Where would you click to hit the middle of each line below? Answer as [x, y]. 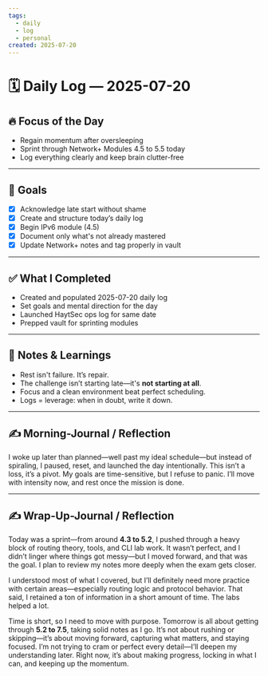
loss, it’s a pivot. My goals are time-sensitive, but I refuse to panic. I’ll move [132, 474]
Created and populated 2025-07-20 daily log [94, 298]
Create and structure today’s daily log [81, 218]
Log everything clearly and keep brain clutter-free [102, 157]
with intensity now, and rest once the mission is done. [97, 482]
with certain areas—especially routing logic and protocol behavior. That [126, 588]
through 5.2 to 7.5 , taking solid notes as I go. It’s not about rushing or [122, 629]
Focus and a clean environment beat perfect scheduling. [112, 391]
